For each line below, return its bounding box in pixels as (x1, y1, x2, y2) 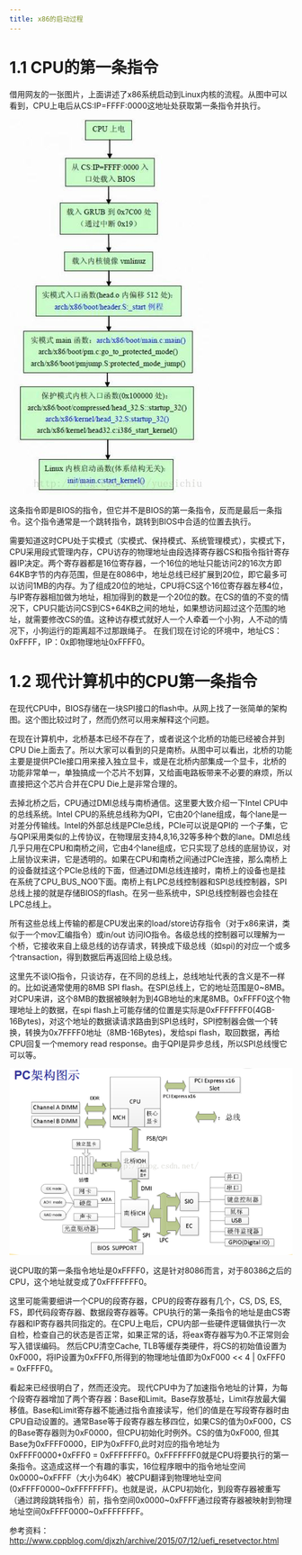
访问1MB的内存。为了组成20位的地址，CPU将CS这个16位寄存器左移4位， (16, 580, 289, 591)
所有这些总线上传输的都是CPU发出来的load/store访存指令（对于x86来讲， (9, 918, 283, 928)
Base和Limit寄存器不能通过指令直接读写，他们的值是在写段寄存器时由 (32, 1405, 290, 1415)
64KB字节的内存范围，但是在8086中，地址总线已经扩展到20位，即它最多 (9, 568, 280, 580)
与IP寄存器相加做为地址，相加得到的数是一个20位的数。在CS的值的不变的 (9, 591, 281, 602)
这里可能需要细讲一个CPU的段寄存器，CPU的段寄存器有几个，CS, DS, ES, (9, 1295, 282, 1306)
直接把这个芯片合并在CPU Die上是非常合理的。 (9, 778, 182, 789)
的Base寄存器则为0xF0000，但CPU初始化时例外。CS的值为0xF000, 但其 (9, 1427, 280, 1438)
